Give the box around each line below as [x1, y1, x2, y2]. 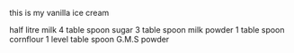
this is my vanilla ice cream [9, 8, 110, 18]
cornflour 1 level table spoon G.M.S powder [9, 34, 170, 44]
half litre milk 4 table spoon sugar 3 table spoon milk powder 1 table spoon [9, 25, 285, 34]
